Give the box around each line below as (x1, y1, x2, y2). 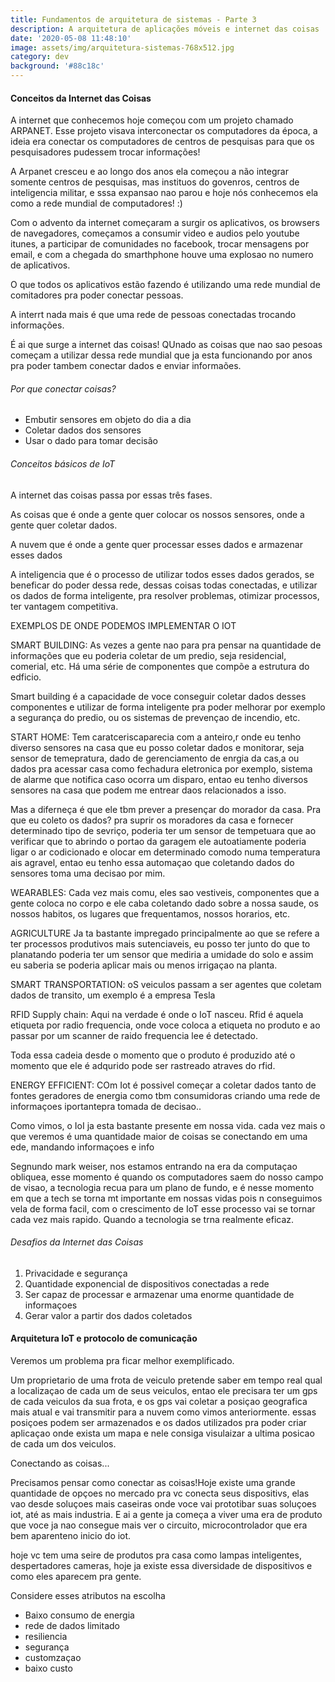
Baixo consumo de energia (24, 1609, 135, 1621)
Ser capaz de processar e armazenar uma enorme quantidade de (24, 1288, 295, 1300)
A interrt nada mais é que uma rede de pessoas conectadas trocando (10, 309, 297, 321)
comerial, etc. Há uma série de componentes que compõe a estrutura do (10, 660, 310, 672)
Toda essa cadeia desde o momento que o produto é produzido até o (10, 1049, 296, 1061)
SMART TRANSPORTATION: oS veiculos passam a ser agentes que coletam (10, 978, 322, 990)
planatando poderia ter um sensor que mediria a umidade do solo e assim (10, 948, 314, 960)
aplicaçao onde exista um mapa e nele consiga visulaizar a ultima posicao (10, 1427, 315, 1440)
